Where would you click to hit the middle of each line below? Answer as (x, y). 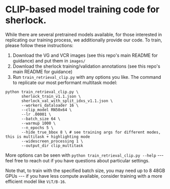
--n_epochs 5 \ (37, 128)
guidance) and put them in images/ (49, 60)
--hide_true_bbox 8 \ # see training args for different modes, (91, 132)
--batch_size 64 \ (41, 119)
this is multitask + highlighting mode (48, 137)
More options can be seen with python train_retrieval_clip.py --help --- (84, 155)
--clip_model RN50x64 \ (46, 110)
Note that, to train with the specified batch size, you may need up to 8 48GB (85, 171)
